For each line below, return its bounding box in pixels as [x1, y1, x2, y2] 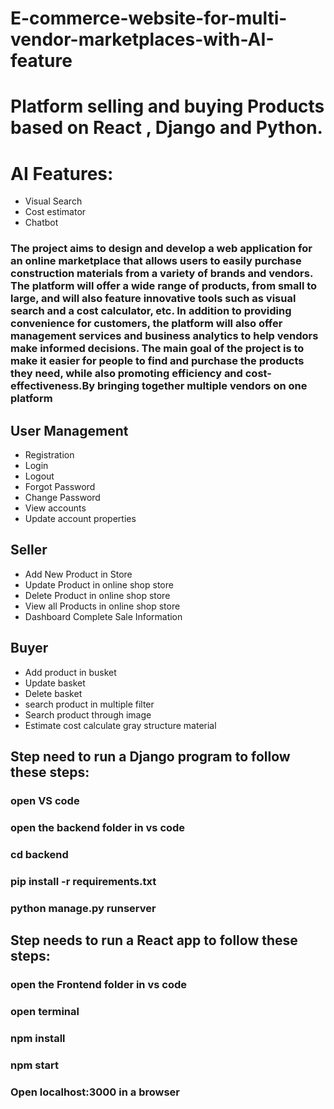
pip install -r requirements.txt [10, 874, 157, 888]
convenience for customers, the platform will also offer [10, 317, 283, 331]
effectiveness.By [10, 379, 96, 393]
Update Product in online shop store [24, 578, 174, 591]
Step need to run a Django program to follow [10, 748, 291, 766]
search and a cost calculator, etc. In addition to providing [10, 304, 292, 318]
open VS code [10, 793, 80, 807]
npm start [10, 1058, 60, 1072]
